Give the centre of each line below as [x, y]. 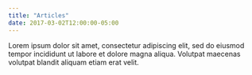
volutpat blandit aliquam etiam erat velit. [74, 62]
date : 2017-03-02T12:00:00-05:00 [64, 23]
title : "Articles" [39, 15]
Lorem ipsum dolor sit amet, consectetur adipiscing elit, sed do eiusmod [126, 45]
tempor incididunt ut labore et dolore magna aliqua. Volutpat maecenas [124, 54]
